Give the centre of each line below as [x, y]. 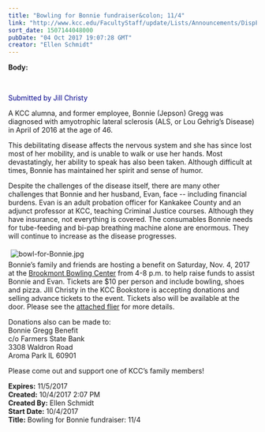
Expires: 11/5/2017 [38, 386]
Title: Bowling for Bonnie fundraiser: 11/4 [75, 420]
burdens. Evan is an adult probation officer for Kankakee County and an [125, 203]
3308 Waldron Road [41, 347]
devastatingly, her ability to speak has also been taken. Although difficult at [130, 162]
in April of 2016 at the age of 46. [60, 130]
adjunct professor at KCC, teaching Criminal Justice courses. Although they [131, 211]
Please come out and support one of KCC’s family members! [106, 371]
